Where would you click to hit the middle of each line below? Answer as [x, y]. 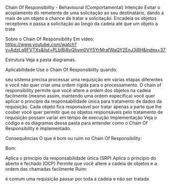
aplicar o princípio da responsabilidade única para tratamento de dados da [84, 101]
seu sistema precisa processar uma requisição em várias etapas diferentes [84, 79]
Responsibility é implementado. [38, 128]
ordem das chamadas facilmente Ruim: [46, 169]
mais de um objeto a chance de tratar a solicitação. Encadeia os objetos [81, 18]
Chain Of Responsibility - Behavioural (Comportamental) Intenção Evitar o [83, 7]
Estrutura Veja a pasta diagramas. [41, 60]
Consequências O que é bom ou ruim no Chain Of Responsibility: [74, 138]
